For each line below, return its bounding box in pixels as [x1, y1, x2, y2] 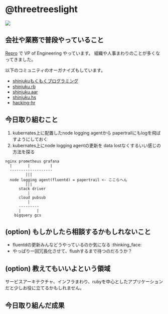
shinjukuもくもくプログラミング [12, 78, 79, 84]
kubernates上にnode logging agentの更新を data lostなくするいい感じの [12, 142, 161, 148]
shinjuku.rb [12, 83, 36, 89]
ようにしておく [17, 136, 48, 142]
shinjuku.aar [12, 89, 38, 95]
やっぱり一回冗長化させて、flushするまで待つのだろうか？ [12, 248, 132, 254]
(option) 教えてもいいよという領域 [5, 264, 111, 273]
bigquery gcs [14, 213, 42, 218]
